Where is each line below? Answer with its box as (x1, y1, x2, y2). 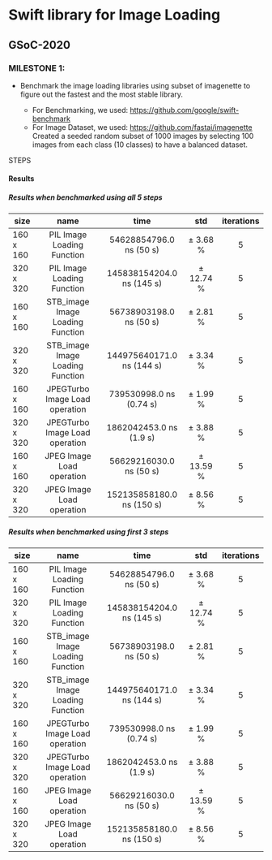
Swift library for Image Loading (8, 6, 221, 24)
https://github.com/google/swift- (129, 105, 240, 115)
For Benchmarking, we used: (32, 105, 129, 115)
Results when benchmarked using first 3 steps (8, 527, 169, 537)
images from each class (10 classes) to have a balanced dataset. (32, 140, 249, 149)
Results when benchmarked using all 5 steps (8, 192, 164, 202)
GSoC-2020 (8, 38, 71, 52)
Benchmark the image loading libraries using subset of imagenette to (19, 80, 251, 90)
